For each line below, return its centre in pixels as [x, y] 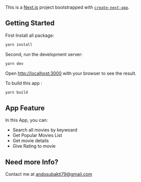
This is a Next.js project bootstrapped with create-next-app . [67, 7]
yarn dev [14, 63]
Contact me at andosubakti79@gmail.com [49, 174]
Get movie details [31, 141]
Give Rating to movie [34, 146]
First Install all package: [30, 35]
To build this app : [24, 83]
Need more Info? [32, 162]
